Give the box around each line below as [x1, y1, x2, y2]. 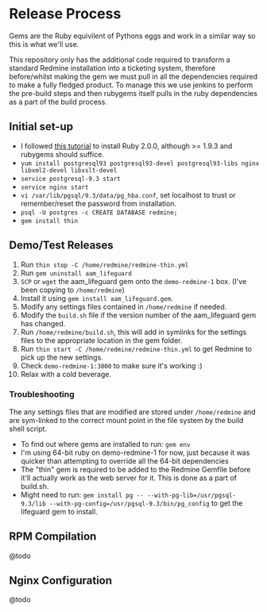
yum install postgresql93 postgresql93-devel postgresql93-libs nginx [20, 160, 260, 167]
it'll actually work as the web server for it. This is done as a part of [20, 473, 238, 483]
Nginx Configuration [9, 574, 113, 587]
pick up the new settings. [20, 352, 104, 362]
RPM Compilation [9, 529, 97, 544]
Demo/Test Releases [9, 239, 114, 252]
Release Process [9, 5, 122, 23]
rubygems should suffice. [20, 149, 104, 159]
